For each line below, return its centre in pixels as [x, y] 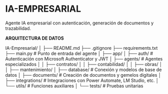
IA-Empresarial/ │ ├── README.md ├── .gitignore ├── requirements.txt [81, 48]
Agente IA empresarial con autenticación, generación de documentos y [79, 23]
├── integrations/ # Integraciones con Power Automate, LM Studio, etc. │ [82, 80]
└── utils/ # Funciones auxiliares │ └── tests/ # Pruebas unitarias [74, 86]
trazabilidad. [18, 28]
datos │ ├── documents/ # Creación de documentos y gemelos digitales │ [83, 75]
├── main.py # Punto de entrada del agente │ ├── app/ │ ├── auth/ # [79, 53]
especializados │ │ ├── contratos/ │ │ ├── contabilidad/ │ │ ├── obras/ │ [84, 64]
